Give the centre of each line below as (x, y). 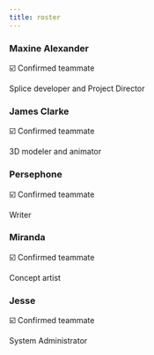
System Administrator (48, 341)
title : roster (35, 17)
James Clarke (39, 111)
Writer (20, 215)
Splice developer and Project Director (77, 88)
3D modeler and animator (55, 152)
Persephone (36, 175)
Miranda (27, 238)
